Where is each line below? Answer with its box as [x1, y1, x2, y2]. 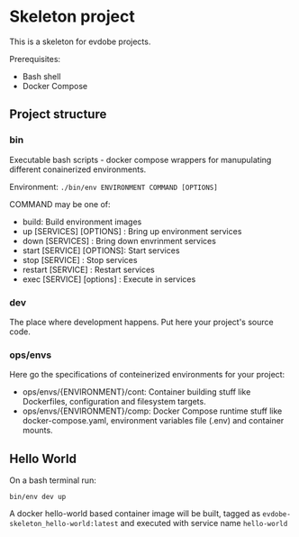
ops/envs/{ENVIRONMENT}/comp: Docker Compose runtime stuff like [22, 405, 283, 416]
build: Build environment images [22, 216, 142, 227]
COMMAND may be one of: [9, 198, 111, 209]
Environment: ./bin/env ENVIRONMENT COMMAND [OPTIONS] [9, 181, 218, 192]
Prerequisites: [9, 53, 61, 64]
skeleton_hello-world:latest [9, 520, 119, 529]
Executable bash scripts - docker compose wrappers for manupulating [9, 154, 272, 165]
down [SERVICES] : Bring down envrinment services [22, 235, 216, 246]
